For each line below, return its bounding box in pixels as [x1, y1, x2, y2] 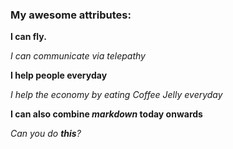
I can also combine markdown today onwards [10, 108, 203, 120]
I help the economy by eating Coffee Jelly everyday [10, 89, 223, 101]
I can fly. [10, 31, 47, 43]
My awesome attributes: [10, 8, 132, 22]
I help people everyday [10, 69, 108, 82]
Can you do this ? [10, 128, 82, 140]
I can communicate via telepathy [10, 50, 146, 62]
